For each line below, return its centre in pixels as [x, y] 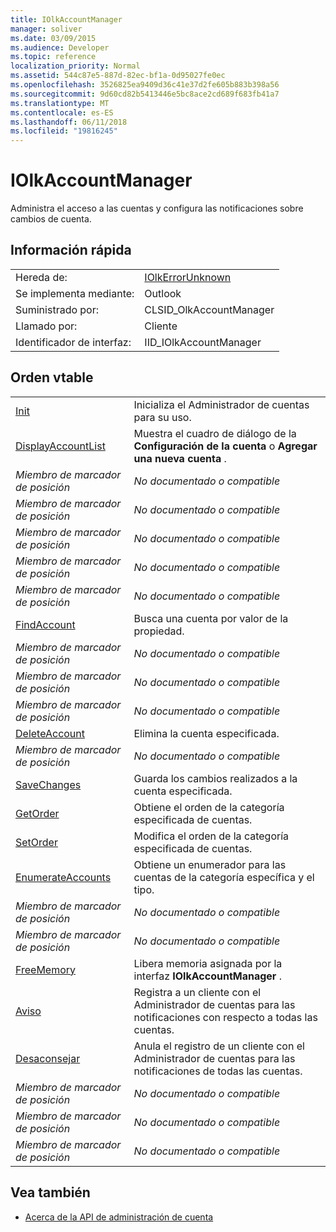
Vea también [50, 1192]
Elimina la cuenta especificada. [206, 733]
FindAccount [45, 624]
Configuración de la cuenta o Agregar [225, 446]
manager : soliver [46, 29]
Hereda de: [41, 277]
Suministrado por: [57, 309]
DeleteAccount [50, 733]
